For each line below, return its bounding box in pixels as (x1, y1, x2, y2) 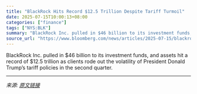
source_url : (6, 36, 35, 41)
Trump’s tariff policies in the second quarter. (6, 64, 113, 71)
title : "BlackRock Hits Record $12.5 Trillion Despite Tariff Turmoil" (6, 8, 185, 15)
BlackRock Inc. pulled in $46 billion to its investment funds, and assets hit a (6, 52, 188, 58)
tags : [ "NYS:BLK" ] (6, 25, 51, 31)
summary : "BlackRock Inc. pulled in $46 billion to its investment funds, (6, 30, 193, 36)
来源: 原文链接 (6, 82, 40, 88)
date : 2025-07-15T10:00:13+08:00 (6, 14, 88, 20)
